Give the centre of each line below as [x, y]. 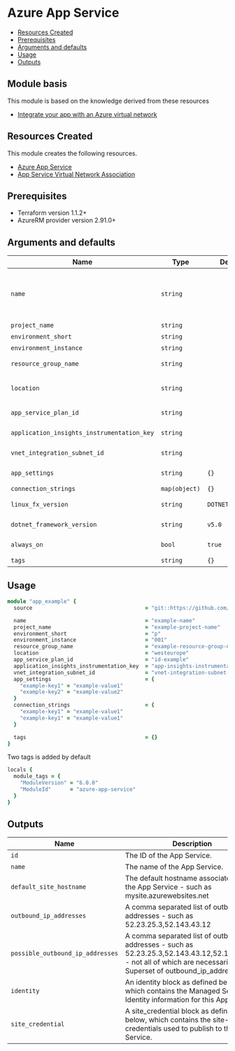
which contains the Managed [172, 991]
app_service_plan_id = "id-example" [101, 659]
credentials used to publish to [173, 1029]
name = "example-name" [105, 620]
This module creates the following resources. [72, 153]
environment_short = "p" [87, 634]
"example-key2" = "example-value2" [72, 692]
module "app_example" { [42, 601]
